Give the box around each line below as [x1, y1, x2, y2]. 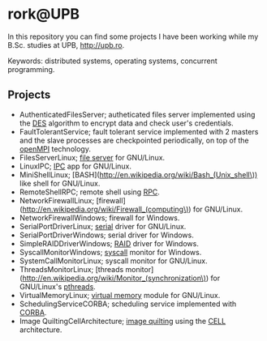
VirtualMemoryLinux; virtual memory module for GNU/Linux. [19, 290, 221, 300]
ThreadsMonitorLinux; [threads [19, 264, 124, 274]
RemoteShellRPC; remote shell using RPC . [19, 187, 160, 197]
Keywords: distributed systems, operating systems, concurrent [7, 56, 218, 66]
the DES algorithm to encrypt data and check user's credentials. [19, 118, 235, 128]
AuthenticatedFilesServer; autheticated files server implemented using [19, 109, 256, 119]
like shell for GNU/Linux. [19, 178, 101, 188]
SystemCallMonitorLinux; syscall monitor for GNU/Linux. [19, 256, 208, 266]
